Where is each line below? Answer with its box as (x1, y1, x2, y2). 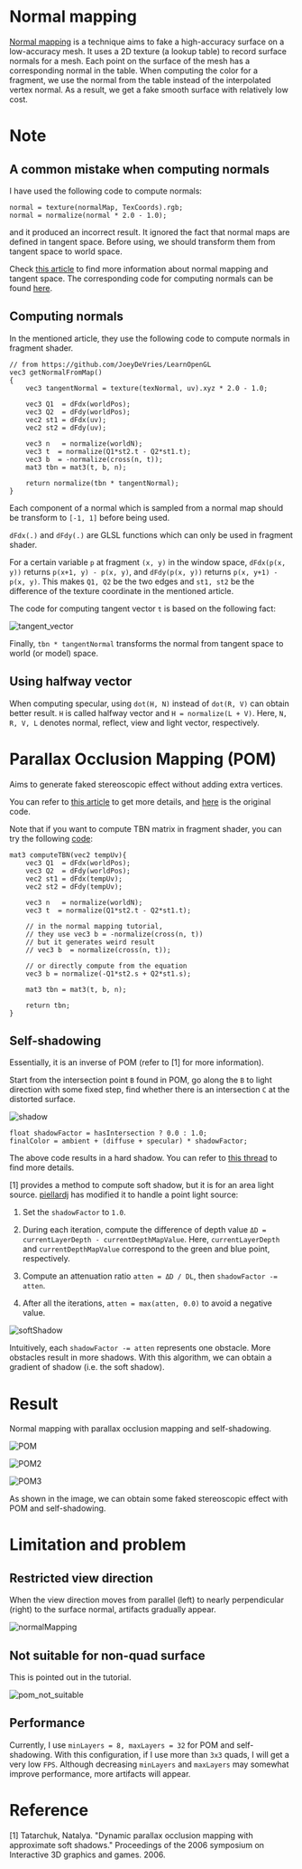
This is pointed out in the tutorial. (9, 1672, 133, 1683)
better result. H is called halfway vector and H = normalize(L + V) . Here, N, (9, 707, 288, 718)
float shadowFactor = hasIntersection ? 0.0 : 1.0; (9, 1128, 207, 1138)
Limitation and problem (9, 1534, 187, 1555)
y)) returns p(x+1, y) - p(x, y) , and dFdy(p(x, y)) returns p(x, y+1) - (9, 566, 279, 577)
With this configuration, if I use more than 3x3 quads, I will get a (53, 1749, 290, 1760)
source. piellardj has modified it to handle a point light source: (9, 1189, 239, 1200)
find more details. (9, 1162, 75, 1173)
